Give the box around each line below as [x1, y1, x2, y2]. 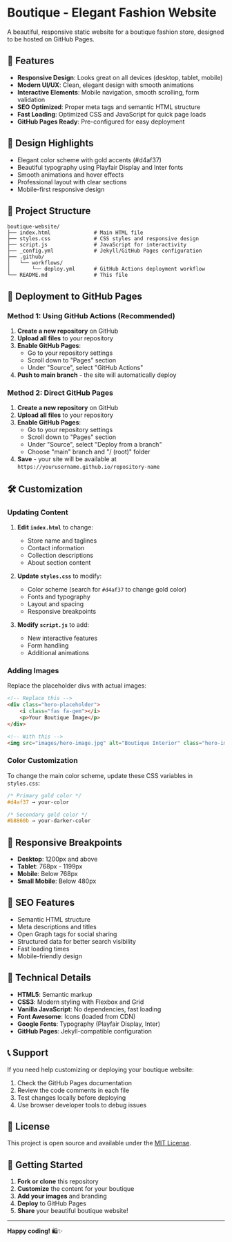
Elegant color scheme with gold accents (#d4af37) [17, 155, 162, 164]
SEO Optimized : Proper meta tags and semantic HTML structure [17, 102, 201, 111]
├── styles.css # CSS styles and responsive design [7, 235, 199, 242]
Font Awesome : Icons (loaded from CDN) [17, 1012, 136, 1020]
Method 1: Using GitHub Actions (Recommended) [7, 311, 175, 320]
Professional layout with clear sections [17, 177, 127, 186]
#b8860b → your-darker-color [7, 817, 91, 824]
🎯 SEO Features [7, 897, 75, 909]
